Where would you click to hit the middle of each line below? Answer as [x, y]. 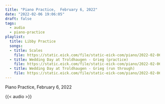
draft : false [18, 19]
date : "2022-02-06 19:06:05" [35, 14]
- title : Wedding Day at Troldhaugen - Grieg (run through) [72, 69]
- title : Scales [26, 50]
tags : [11, 23]
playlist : [15, 37]
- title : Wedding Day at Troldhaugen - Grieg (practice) [69, 60]
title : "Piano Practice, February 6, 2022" [51, 10]
